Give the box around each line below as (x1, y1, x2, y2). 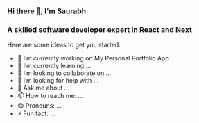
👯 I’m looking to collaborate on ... (17, 69, 112, 77)
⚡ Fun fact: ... (17, 109, 55, 117)
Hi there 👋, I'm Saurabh (7, 6, 87, 16)
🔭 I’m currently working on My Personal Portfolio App (17, 54, 170, 63)
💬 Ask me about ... (17, 83, 70, 92)
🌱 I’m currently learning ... (17, 62, 92, 70)
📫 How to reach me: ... (17, 92, 84, 100)
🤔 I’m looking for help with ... (17, 76, 99, 85)
